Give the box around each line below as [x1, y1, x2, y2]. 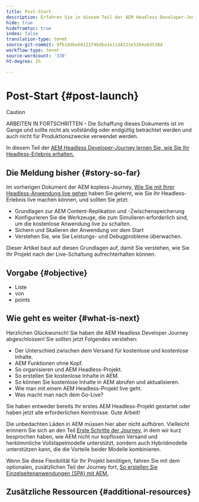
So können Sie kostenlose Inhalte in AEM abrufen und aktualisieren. [14, 378, 179, 386]
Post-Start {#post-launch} [6, 89, 139, 103]
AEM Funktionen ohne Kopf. [14, 360, 83, 367]
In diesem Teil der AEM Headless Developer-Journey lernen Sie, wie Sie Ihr [6, 144, 190, 151]
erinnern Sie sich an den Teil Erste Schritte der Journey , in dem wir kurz [6, 427, 182, 434]
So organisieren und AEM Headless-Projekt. [14, 366, 123, 373]
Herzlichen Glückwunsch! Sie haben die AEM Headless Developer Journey [6, 329, 188, 336]
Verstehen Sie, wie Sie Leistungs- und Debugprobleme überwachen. [14, 233, 182, 240]
